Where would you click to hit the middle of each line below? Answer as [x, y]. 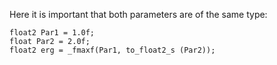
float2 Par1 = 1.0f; [52, 33]
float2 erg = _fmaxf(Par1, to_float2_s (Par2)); [112, 50]
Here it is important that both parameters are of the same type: [138, 14]
